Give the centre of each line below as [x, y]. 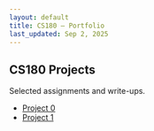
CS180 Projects [52, 69]
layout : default [39, 17]
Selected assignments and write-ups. [77, 91]
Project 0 [38, 108]
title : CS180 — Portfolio [57, 26]
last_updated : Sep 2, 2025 [59, 34]
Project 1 [38, 118]
